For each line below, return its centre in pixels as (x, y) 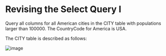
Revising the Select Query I (63, 9)
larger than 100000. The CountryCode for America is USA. (66, 28)
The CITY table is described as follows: (46, 38)
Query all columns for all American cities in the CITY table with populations (83, 23)
